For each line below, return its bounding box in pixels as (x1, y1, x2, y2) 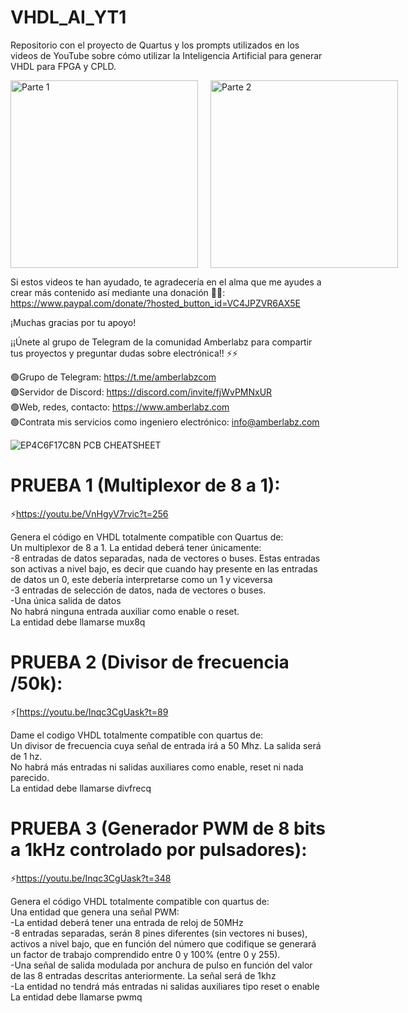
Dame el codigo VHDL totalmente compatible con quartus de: (10, 729, 264, 741)
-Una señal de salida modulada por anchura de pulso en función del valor (10, 959, 313, 971)
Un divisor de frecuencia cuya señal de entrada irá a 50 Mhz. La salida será (10, 739, 322, 751)
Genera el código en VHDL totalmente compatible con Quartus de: (10, 531, 284, 543)
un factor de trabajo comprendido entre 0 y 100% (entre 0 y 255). (10, 948, 281, 960)
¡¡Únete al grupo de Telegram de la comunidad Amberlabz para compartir (10, 336, 313, 348)
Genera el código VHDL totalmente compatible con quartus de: (10, 895, 270, 907)
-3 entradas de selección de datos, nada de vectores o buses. (10, 584, 267, 596)
